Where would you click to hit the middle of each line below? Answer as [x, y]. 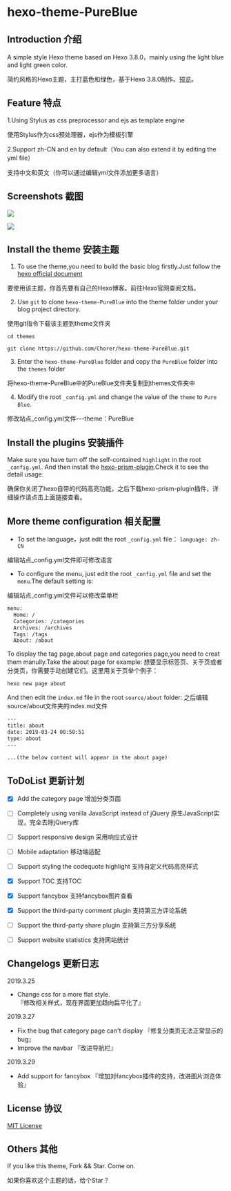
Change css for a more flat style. [63, 994]
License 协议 [34, 1108]
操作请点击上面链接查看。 [49, 497]
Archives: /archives [43, 628]
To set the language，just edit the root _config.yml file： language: [112, 539]
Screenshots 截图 [46, 197]
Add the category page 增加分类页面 [69, 799]
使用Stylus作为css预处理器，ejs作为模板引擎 [70, 134]
